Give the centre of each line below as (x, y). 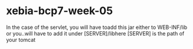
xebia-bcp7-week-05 (60, 11)
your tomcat (21, 40)
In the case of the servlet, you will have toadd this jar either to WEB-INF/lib (97, 27)
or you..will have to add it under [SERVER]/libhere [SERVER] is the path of (95, 33)
